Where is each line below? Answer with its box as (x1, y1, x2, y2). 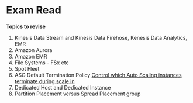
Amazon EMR (14, 53, 47, 60)
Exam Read (6, 4, 61, 17)
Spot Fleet (14, 65, 40, 72)
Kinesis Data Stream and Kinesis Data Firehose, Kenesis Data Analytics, (14, 34, 188, 41)
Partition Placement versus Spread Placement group (14, 90, 141, 97)
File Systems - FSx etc (14, 59, 69, 66)
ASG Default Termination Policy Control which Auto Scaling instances (14, 71, 182, 78)
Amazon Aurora (14, 46, 53, 53)
